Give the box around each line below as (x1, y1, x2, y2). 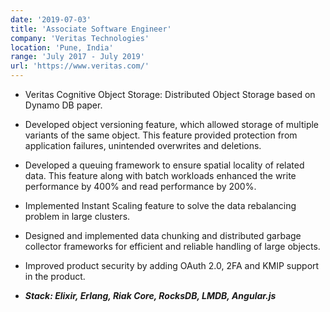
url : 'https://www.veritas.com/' (10, 61, 150, 71)
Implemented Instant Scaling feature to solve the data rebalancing (24, 200, 297, 211)
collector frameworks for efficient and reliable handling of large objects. (24, 241, 321, 252)
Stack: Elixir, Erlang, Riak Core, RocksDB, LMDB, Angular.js (24, 290, 277, 301)
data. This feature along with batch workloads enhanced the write (24, 170, 297, 181)
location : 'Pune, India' (10, 42, 114, 53)
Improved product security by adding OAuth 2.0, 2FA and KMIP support (24, 260, 320, 271)
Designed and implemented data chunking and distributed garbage (24, 230, 302, 241)
